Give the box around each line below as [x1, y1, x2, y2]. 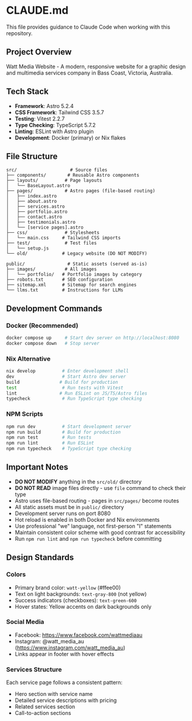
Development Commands [6, 303, 103, 313]
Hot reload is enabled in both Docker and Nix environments [14, 516, 160, 523]
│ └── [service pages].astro [6, 224, 84, 230]
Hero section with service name [14, 691, 93, 698]
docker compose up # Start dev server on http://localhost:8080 [6, 335, 180, 341]
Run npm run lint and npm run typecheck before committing [14, 535, 162, 542]
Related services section [14, 703, 75, 710]
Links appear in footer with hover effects [14, 650, 115, 657]
